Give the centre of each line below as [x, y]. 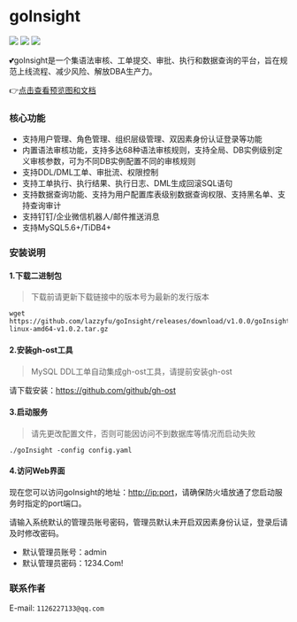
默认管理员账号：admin [65, 552]
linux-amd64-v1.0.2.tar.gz [59, 330]
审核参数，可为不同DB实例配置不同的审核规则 [113, 161]
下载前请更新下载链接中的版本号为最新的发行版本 [120, 297]
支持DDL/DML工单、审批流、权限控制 [90, 172]
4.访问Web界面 [37, 470]
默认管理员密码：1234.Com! [72, 563]
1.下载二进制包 [35, 276]
